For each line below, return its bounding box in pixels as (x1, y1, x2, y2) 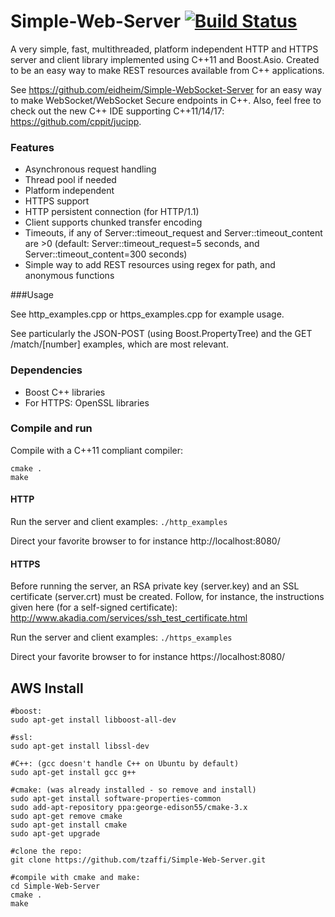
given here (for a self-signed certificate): (10, 601, 178, 614)
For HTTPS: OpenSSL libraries (24, 396, 150, 409)
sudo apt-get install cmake (10, 820, 128, 830)
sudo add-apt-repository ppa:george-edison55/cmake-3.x (10, 803, 248, 813)
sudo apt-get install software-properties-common (10, 794, 222, 804)
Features (10, 140, 55, 154)
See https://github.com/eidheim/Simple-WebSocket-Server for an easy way (10, 83, 322, 95)
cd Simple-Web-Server (10, 881, 101, 892)
